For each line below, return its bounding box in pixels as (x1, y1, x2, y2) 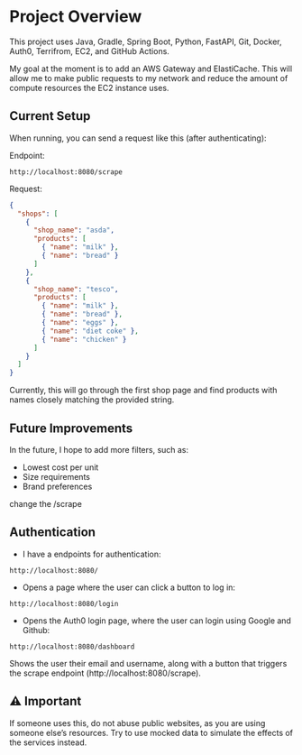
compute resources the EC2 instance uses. (9, 82, 169, 93)
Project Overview (9, 6, 142, 27)
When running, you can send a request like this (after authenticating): (9, 133, 268, 143)
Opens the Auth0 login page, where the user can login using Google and (22, 615, 291, 626)
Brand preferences (22, 481, 93, 492)
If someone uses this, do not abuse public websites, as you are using (9, 717, 266, 728)
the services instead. (9, 737, 87, 748)
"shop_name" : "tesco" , (32, 284, 119, 294)
